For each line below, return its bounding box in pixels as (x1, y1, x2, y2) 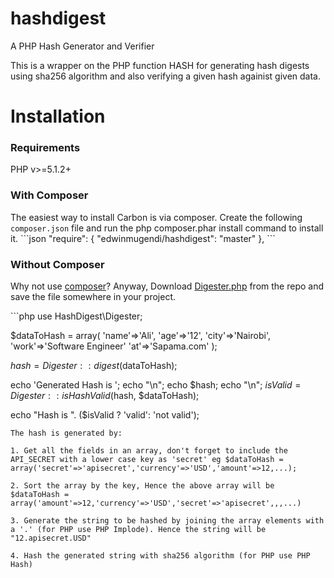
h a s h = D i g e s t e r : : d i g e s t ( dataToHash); (10, 360, 178, 372)
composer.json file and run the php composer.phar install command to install (10, 222, 324, 234)
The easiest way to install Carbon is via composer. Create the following (10, 211, 303, 223)
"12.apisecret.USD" (10, 533, 92, 544)
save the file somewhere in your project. (10, 291, 176, 303)
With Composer (10, 188, 89, 202)
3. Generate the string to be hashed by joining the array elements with (10, 516, 325, 526)
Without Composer (10, 257, 105, 271)
